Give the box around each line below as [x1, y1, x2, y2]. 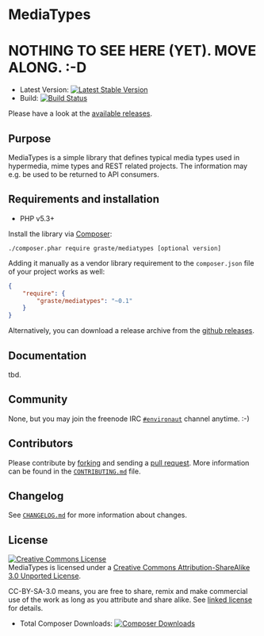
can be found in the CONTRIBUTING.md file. [8, 466, 141, 476]
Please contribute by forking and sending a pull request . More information [8, 458, 250, 467]
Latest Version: [19, 85, 69, 94]
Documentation [8, 349, 87, 362]
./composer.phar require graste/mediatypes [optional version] [8, 244, 222, 252]
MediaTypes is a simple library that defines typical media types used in [8, 152, 240, 162]
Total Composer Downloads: [19, 619, 113, 628]
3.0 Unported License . [8, 571, 82, 580]
